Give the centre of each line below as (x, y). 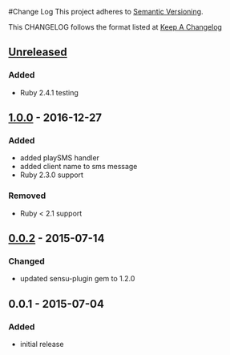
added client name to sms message (79, 167)
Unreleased (38, 52)
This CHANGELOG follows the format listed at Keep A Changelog (115, 27)
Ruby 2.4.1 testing (49, 92)
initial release (42, 345)
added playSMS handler (60, 158)
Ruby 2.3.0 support (52, 175)
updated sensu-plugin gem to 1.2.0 (77, 279)
